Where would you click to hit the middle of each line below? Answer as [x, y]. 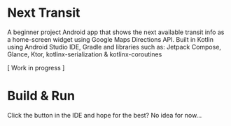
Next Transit [44, 13]
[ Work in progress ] [36, 68]
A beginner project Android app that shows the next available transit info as [116, 32]
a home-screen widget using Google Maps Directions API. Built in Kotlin [110, 39]
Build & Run [41, 96]
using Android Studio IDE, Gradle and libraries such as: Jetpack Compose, [114, 47]
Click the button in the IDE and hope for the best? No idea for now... [105, 115]
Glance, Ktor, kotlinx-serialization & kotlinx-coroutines [85, 54]
